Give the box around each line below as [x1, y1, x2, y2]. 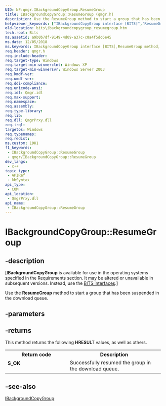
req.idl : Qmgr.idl [5, 90, 43, 95]
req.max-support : [5, 95, 41, 100]
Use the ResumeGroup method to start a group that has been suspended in [5, 290, 160, 296]
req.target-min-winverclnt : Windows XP [5, 62, 87, 67]
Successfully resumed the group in [70, 359, 151, 366]
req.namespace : [5, 100, 37, 104]
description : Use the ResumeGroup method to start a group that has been [5, 16, 161, 21]
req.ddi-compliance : [5, 81, 48, 86]
